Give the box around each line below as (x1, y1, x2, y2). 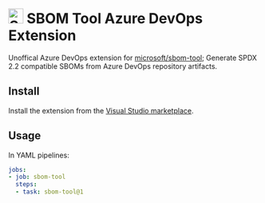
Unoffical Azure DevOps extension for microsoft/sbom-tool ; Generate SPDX (8, 53, 258, 62)
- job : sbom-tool (8, 173, 66, 181)
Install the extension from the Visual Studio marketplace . (8, 105, 194, 115)
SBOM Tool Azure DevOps (26, 10, 204, 28)
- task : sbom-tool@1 (15, 188, 84, 196)
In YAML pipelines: (8, 150, 69, 160)
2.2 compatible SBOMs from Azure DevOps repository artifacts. (8, 61, 218, 71)
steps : (15, 181, 38, 189)
